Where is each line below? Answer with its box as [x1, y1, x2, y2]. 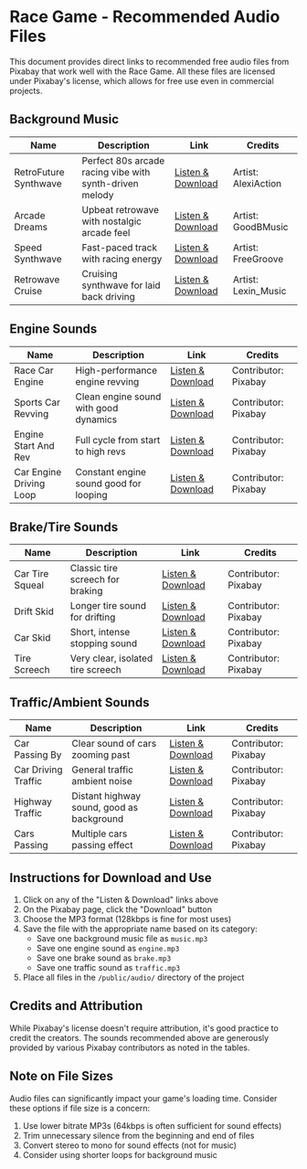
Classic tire [69, 562, 119, 575]
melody [81, 188, 114, 201]
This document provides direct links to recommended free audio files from [9, 56, 290, 67]
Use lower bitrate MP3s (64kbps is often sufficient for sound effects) [22, 1120, 282, 1131]
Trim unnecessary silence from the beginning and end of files [22, 1130, 255, 1141]
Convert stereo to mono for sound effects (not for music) [22, 1140, 238, 1151]
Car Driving [14, 763, 63, 776]
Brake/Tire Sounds [9, 519, 119, 535]
